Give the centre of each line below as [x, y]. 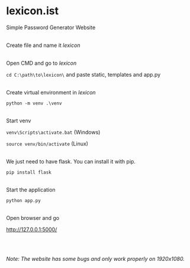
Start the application [31, 190]
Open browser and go [33, 217]
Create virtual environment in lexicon [51, 92]
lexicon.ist [33, 11]
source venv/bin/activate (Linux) [47, 143]
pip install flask [29, 172]
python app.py [24, 200]
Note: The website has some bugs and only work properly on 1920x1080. [95, 258]
